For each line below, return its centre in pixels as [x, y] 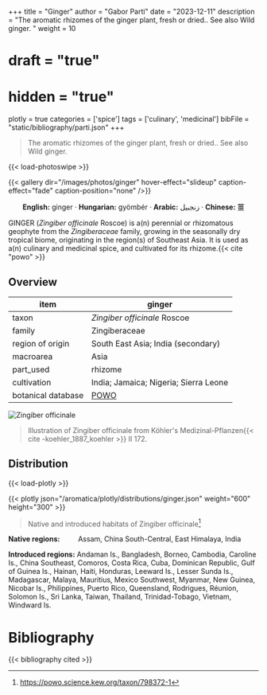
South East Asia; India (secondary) [156, 343]
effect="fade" [31, 191]
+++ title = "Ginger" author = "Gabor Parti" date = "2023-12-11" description [132, 12]
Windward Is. [30, 605]
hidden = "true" [61, 97]
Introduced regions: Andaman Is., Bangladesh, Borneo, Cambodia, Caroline [132, 554]
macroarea [33, 356]
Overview [33, 282]
